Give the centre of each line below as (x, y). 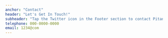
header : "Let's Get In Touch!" (38, 14)
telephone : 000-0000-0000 (32, 23)
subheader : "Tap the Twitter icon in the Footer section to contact (78, 19)
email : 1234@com (22, 28)
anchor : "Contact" (24, 10)
